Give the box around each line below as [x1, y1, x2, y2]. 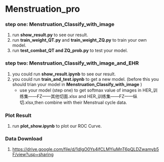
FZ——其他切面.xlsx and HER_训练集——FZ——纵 [36, 93, 137, 99]
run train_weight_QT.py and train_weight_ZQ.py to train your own [12, 37, 147, 43]
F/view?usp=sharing [12, 152, 54, 158]
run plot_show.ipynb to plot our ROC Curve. [12, 123, 102, 129]
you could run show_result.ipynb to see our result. [12, 71, 116, 77]
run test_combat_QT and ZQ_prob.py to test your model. [12, 47, 128, 53]
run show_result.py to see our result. [12, 32, 88, 38]
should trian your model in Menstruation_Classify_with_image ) [12, 81, 142, 87]
